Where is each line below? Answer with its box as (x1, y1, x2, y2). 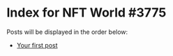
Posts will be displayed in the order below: (6, 28, 128, 36)
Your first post (16, 41, 58, 49)
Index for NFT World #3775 (6, 5, 167, 21)
